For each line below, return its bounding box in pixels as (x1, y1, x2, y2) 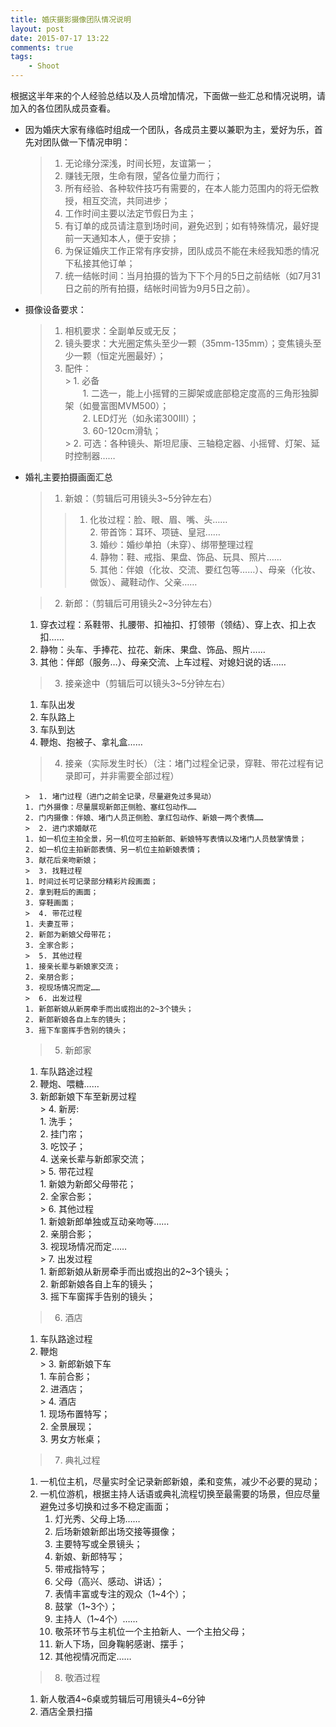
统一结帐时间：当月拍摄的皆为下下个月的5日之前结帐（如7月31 (64, 270, 321, 281)
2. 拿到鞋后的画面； (24, 887, 99, 897)
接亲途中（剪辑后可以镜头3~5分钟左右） (64, 677, 231, 689)
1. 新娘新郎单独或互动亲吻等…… (39, 1216, 170, 1227)
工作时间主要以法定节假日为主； (64, 207, 197, 219)
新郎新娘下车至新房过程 (39, 1091, 137, 1102)
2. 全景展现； (39, 1421, 95, 1432)
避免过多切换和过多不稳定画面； (39, 1501, 172, 1512)
